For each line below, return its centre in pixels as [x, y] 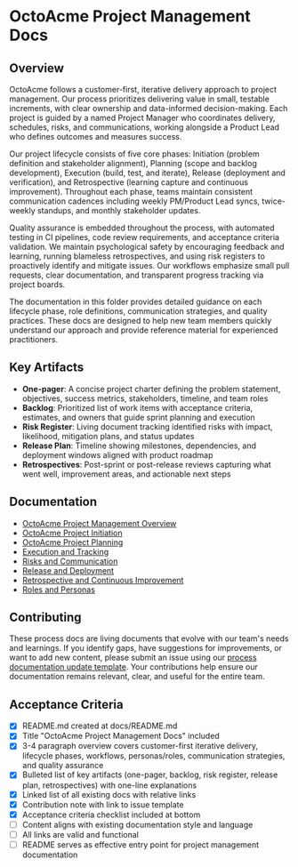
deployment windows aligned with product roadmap [117, 454]
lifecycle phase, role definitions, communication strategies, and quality [139, 311]
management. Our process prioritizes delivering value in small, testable [139, 99]
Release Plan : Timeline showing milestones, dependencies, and [139, 446]
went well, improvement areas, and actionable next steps [126, 474]
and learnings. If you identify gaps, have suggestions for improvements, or [146, 648]
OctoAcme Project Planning [72, 542]
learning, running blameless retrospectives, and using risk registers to [137, 256]
